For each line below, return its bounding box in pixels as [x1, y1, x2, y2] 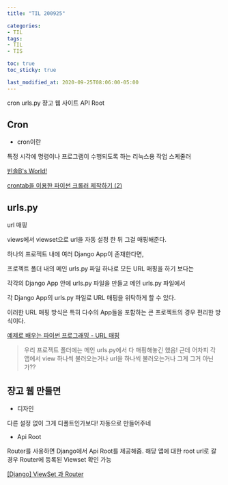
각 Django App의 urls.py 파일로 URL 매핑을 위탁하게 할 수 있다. [7, 294, 176, 302]
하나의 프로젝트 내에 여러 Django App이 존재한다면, [7, 250, 145, 258]
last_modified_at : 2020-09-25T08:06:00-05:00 [7, 79, 139, 86]
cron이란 [16, 138, 42, 146]
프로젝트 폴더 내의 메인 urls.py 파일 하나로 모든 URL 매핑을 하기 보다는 [7, 264, 195, 273]
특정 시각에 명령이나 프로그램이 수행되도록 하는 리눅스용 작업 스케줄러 [7, 152, 191, 161]
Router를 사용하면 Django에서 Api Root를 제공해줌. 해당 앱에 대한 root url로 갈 [7, 447, 217, 456]
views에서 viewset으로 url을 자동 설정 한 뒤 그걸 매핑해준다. [7, 236, 167, 244]
